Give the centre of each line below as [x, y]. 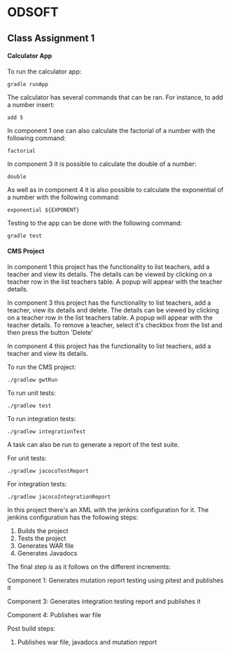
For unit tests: [27, 458]
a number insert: [31, 104]
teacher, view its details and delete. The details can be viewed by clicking [113, 310]
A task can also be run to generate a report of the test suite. [93, 444]
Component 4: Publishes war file [54, 614]
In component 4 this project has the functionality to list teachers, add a [109, 346]
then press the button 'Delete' [50, 332]
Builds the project [43, 530]
